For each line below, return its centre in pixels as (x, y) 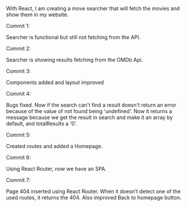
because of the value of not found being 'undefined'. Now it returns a (89, 111)
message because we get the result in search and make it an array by (89, 117)
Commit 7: (18, 180)
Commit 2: (18, 48)
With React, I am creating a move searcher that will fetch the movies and (93, 8)
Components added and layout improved (55, 82)
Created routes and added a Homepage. (54, 146)
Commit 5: (18, 135)
